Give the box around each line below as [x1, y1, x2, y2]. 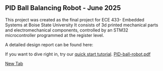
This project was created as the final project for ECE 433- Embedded [5, 17, 144, 22]
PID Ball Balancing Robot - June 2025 [5, 4, 121, 12]
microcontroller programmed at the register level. [5, 32, 104, 38]
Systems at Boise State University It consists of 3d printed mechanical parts [5, 22, 158, 28]
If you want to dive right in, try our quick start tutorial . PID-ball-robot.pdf [5, 51, 151, 57]
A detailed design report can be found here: [5, 41, 93, 48]
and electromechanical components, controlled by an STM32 [5, 27, 129, 33]
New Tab [5, 60, 23, 66]
